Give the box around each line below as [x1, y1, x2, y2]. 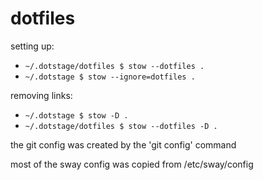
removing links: [10, 89, 73, 101]
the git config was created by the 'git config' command [10, 138, 237, 151]
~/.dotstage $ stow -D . [24, 110, 129, 121]
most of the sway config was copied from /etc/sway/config [10, 158, 254, 170]
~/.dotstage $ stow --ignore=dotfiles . [24, 72, 196, 82]
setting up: [10, 40, 55, 52]
